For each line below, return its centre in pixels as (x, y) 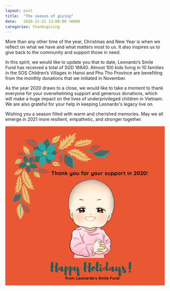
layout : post (19, 11)
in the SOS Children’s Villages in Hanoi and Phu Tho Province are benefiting (84, 73)
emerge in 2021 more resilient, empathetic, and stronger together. (74, 119)
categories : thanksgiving (32, 27)
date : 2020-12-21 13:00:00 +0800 (43, 21)
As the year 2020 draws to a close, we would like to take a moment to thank (84, 88)
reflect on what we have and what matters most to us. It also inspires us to (83, 47)
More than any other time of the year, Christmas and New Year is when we (83, 42)
